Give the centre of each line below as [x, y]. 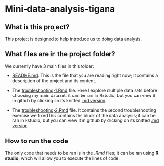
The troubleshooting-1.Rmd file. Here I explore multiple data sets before [84, 90]
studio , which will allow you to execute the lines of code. [63, 158]
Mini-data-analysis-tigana [60, 9]
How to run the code [37, 141]
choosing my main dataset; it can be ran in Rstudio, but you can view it [84, 95]
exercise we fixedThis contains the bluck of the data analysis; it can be [84, 115]
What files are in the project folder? [60, 54]
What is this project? [37, 27]
